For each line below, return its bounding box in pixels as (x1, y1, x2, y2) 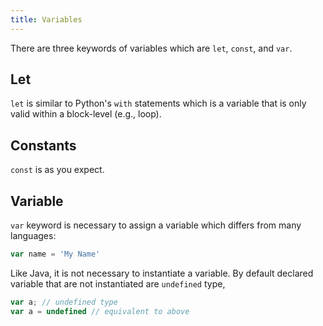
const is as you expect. (10, 164, 105, 176)
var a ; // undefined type (10, 297, 118, 307)
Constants (10, 137, 77, 154)
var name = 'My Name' (10, 249, 101, 260)
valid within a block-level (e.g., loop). (10, 108, 162, 120)
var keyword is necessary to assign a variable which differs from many (10, 219, 302, 231)
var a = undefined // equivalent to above (10, 306, 190, 316)
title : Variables (10, 14, 83, 25)
